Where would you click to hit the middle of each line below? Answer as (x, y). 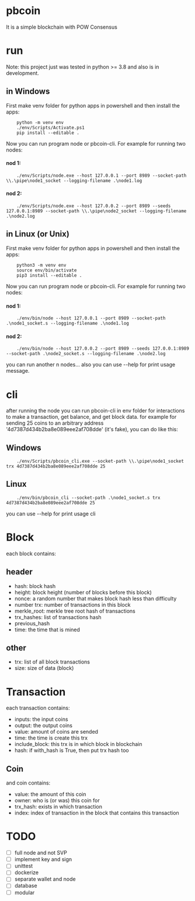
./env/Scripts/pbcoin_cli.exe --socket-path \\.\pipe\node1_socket (100, 461)
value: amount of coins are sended (56, 732)
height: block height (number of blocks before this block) (83, 592)
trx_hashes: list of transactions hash (58, 617)
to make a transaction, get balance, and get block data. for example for (91, 417)
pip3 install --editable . (49, 275)
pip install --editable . (48, 133)
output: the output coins (43, 725)
